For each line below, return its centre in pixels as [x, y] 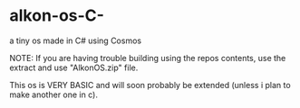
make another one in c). [53, 94]
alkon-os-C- [57, 16]
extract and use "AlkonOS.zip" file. [74, 67]
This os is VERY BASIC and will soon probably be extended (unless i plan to [150, 85]
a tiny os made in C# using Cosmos [76, 40]
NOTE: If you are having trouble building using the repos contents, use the [148, 58]
